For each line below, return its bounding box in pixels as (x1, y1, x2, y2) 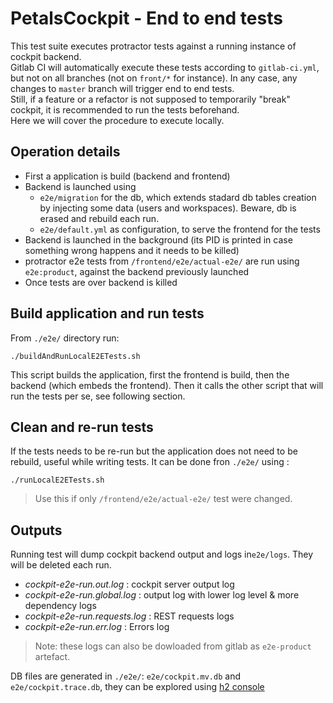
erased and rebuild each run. (39, 212, 160, 224)
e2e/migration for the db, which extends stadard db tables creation (39, 191, 317, 203)
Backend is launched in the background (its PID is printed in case (24, 233, 293, 246)
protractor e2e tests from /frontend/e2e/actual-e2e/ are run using (24, 255, 300, 267)
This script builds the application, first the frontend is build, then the (10, 368, 290, 381)
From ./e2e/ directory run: (10, 332, 120, 344)
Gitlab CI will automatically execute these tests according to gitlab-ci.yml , (10, 61, 320, 73)
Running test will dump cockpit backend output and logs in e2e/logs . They (10, 548, 314, 561)
